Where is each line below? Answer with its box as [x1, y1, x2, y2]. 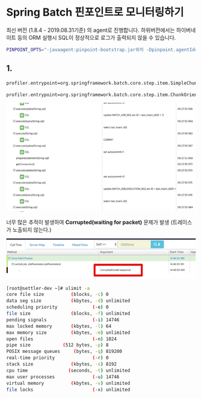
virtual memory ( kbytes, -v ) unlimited [6, 380, 130, 386]
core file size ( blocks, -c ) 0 [6, 292, 109, 298]
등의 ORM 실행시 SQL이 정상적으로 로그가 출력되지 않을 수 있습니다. [17, 34, 176, 41]
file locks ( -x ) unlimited [6, 387, 130, 393]
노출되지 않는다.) [12, 226, 52, 234]
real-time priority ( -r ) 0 [6, 355, 109, 361]
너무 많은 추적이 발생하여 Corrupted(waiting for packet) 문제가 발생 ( [6, 219, 173, 226]
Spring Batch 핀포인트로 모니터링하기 [6, 5, 185, 19]
